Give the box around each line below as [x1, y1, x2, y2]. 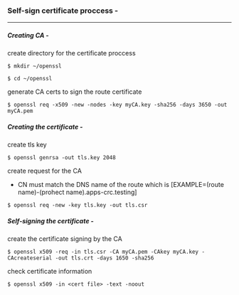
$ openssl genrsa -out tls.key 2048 [7, 154, 116, 161]
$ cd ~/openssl [7, 75, 53, 82]
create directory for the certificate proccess [7, 49, 137, 58]
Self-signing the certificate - [7, 216, 94, 225]
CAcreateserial [7, 254, 53, 262]
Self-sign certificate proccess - [7, 6, 119, 16]
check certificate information [7, 267, 92, 276]
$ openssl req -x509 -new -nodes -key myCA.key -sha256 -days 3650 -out [7, 102, 228, 109]
